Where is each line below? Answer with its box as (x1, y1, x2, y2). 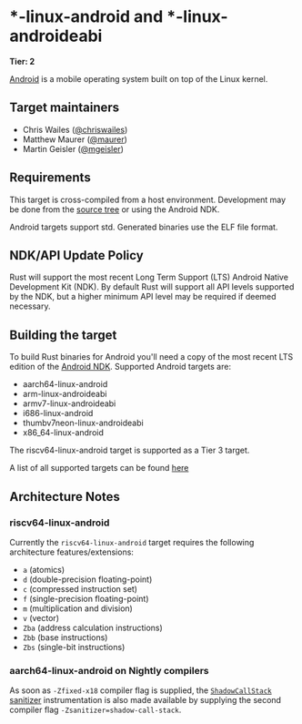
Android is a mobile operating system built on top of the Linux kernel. (9, 73, 268, 84)
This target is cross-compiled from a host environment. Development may (9, 194, 287, 205)
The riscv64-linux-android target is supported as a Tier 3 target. (9, 444, 250, 456)
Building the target (9, 327, 117, 342)
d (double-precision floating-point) (22, 574, 153, 585)
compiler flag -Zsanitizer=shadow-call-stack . (9, 704, 182, 716)
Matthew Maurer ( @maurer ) (22, 134, 127, 145)
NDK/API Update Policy (9, 248, 144, 263)
